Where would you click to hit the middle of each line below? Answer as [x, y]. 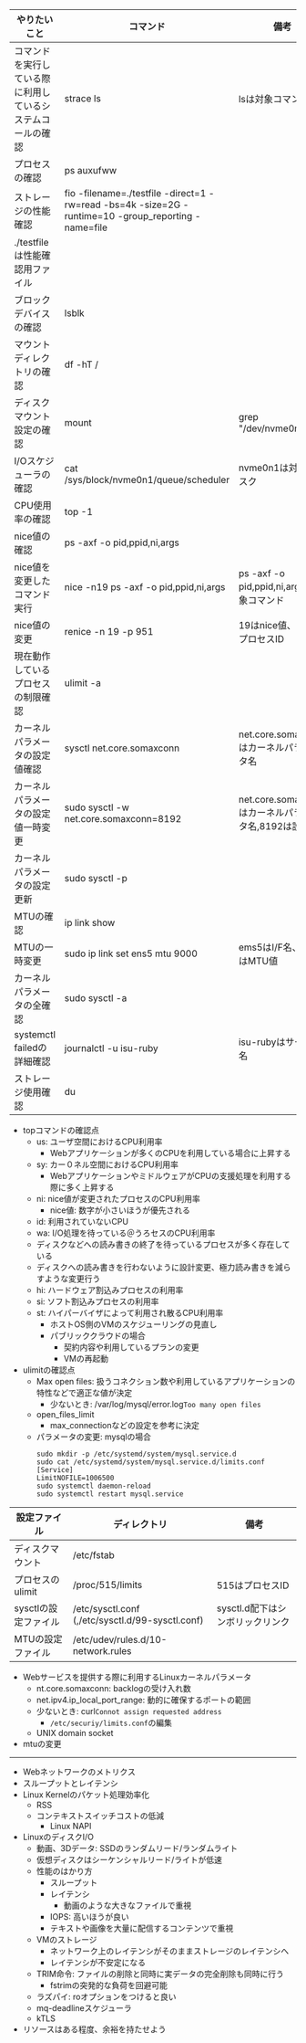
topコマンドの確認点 [61, 1130]
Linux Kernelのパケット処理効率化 [86, 1795]
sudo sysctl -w [97, 807]
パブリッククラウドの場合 [97, 1336]
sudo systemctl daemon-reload [94, 1486]
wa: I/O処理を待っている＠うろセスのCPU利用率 [126, 1233]
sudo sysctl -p [96, 878]
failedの [31, 1048]
